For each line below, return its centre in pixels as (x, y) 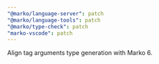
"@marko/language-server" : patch (56, 14)
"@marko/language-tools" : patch (54, 20)
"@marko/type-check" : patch (48, 26)
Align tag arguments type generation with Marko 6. (80, 53)
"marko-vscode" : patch (40, 33)
